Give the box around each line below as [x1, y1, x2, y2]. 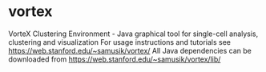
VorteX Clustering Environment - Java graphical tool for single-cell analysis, [8, 29, 259, 38]
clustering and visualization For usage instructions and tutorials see [8, 37, 231, 46]
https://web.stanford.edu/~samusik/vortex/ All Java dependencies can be [8, 46, 252, 55]
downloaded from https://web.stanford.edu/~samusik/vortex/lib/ [8, 54, 221, 64]
